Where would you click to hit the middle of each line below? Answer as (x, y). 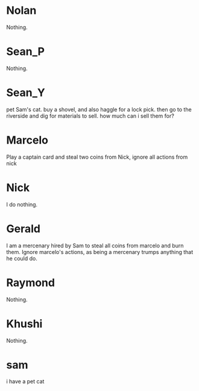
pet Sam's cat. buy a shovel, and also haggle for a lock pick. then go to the (99, 109)
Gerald (24, 228)
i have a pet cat (25, 381)
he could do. (22, 258)
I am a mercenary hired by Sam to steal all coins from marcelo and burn (95, 246)
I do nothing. (22, 204)
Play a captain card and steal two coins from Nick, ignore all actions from (97, 157)
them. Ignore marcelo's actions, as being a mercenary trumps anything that (100, 252)
